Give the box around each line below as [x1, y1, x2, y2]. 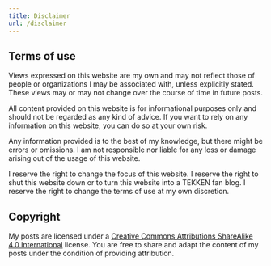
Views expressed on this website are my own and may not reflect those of [8, 70, 255, 81]
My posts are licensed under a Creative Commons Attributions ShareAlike [8, 231, 253, 241]
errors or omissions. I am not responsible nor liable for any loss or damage [8, 145, 256, 154]
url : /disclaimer [8, 19, 67, 27]
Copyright [8, 209, 61, 223]
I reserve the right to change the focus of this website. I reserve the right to [8, 169, 259, 179]
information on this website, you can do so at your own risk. [8, 120, 208, 130]
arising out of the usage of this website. [8, 154, 141, 163]
